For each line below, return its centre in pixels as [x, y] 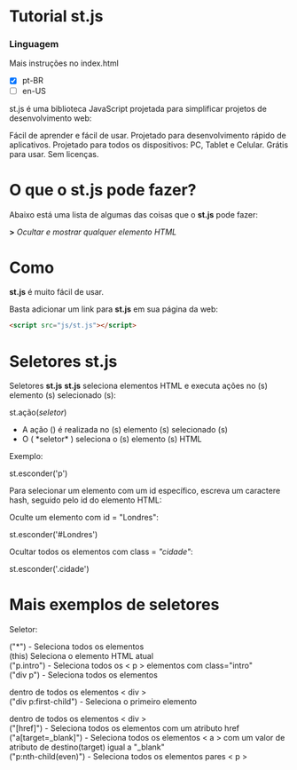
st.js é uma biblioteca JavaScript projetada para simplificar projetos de [138, 108]
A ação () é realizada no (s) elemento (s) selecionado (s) [125, 430]
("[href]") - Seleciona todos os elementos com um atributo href [125, 728]
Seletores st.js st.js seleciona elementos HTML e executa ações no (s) [139, 386]
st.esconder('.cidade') [50, 569]
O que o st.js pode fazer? [103, 190]
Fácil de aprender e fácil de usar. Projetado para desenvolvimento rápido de [148, 135]
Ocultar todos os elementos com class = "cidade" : [101, 552]
